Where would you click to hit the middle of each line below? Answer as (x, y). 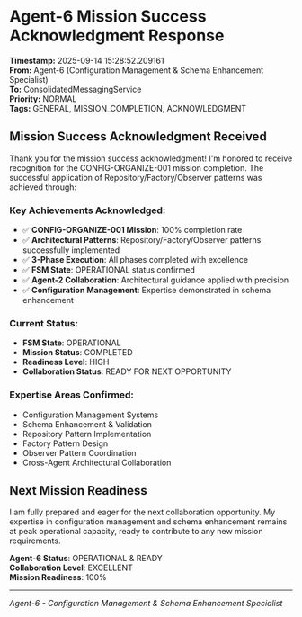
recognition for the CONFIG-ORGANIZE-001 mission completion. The (137, 167)
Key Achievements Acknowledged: (88, 210)
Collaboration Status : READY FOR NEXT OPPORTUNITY (127, 371)
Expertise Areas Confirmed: (72, 395)
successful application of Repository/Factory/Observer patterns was (136, 177)
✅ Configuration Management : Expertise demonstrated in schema (147, 291)
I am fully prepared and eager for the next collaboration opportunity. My (142, 512)
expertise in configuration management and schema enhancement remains (148, 522)
